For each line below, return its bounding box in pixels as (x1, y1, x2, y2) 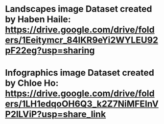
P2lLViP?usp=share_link (5, 109, 106, 120)
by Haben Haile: (5, 14, 71, 25)
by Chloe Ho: (5, 78, 59, 89)
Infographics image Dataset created (5, 67, 154, 79)
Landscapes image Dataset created (5, 3, 152, 15)
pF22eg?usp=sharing (5, 45, 95, 56)
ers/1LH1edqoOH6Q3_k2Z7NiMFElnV (5, 99, 159, 109)
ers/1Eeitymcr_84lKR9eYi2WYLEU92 (5, 35, 158, 46)
